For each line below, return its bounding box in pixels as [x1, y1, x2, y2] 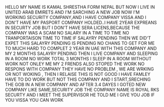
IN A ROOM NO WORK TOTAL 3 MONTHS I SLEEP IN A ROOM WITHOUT [5, 56, 152, 61]
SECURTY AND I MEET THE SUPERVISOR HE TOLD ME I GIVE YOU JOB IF [5, 92, 155, 98]
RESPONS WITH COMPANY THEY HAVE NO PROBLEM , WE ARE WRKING [5, 66, 154, 72]
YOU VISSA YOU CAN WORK [5, 97, 64, 103]
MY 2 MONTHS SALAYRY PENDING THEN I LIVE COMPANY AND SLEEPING [5, 51, 158, 56]
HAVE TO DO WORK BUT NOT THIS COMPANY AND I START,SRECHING [5, 76, 151, 82]
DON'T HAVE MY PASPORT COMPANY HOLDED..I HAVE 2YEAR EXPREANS [5, 19, 157, 25]
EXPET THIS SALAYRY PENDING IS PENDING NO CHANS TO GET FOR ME [5, 40, 155, 46]
